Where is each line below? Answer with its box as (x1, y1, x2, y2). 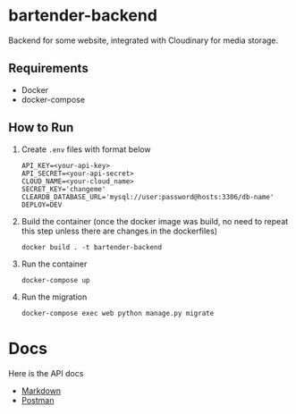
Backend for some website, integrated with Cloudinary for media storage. (8, 35, 279, 46)
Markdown (21, 385, 62, 396)
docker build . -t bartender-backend (21, 242, 163, 251)
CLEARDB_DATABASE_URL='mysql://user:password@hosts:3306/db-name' (21, 192, 275, 201)
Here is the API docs (8, 368, 84, 378)
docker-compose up (21, 275, 90, 284)
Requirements (8, 61, 89, 76)
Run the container (21, 258, 88, 269)
